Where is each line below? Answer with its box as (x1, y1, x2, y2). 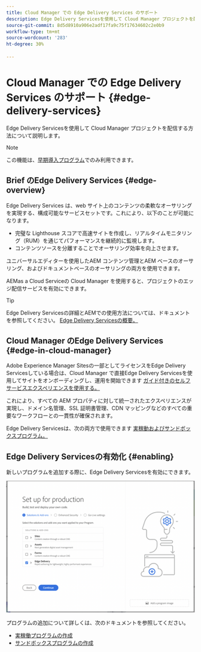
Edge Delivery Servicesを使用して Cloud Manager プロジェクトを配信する (6, 124, 188, 132)
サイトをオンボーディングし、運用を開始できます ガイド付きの (22, 377, 175, 384)
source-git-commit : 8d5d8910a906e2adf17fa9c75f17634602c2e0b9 (6, 22, 165, 28)
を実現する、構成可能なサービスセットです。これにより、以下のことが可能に (6, 209, 194, 217)
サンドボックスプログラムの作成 (14, 639, 94, 646)
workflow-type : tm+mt (6, 29, 60, 35)
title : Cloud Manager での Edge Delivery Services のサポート (6, 10, 159, 16)
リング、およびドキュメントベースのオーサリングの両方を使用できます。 (6, 264, 184, 272)
